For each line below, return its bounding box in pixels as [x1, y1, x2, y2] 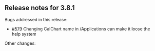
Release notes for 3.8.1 [4, 4, 75, 12]
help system [11, 31, 37, 37]
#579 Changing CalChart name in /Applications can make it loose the [11, 26, 151, 32]
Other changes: [4, 40, 36, 46]
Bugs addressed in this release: [4, 16, 68, 22]
